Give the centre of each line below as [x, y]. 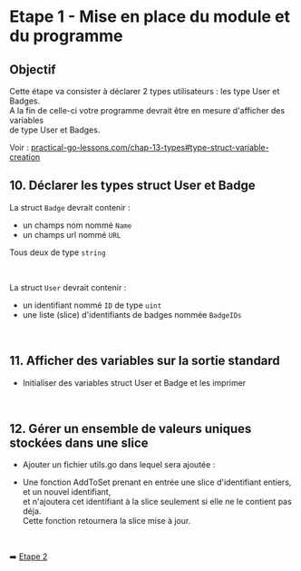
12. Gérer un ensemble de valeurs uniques [131, 429]
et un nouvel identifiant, [67, 492]
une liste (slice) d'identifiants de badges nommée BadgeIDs [132, 314]
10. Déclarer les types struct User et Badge [132, 186]
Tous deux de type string [58, 252]
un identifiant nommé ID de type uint [92, 305]
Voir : [19, 148]
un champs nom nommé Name [77, 225]
